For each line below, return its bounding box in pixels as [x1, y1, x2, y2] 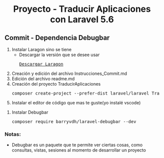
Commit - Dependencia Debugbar [4, 33, 110, 42]
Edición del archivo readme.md [11, 76, 75, 82]
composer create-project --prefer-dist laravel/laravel [11, 91, 149, 96]
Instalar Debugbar [11, 109, 49, 115]
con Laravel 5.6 [50, 14, 114, 25]
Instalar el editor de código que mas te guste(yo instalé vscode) [11, 100, 141, 105]
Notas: [4, 130, 21, 137]
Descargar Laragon [19, 62, 63, 67]
